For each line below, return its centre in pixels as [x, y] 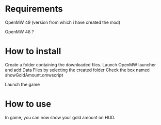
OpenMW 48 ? [19, 31]
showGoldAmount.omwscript [34, 75]
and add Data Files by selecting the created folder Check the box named [77, 70]
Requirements [34, 9]
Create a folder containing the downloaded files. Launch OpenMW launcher [80, 64]
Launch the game [23, 84]
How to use [28, 104]
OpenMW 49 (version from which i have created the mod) [63, 22]
